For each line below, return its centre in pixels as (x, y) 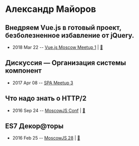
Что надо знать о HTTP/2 (46, 98)
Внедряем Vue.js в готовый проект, (63, 28)
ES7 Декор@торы (34, 126)
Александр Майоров (51, 9)
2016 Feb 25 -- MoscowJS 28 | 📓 (46, 138)
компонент (23, 71)
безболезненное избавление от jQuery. (70, 35)
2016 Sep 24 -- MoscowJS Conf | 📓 (49, 110)
